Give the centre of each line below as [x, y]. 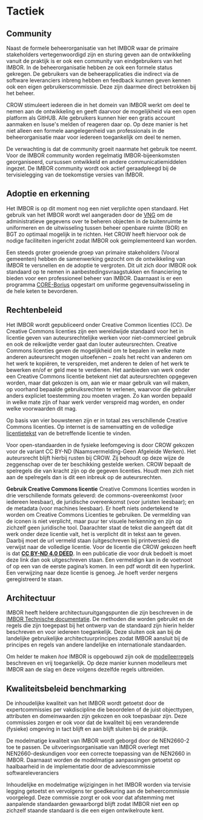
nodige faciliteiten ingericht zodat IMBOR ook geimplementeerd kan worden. [101, 240]
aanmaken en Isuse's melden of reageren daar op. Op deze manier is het [97, 124]
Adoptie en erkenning [48, 194]
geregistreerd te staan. [35, 579]
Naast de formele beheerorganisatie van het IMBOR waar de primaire [92, 48]
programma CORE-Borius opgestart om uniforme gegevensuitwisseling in [98, 284]
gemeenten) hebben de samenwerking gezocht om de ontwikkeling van [96, 258]
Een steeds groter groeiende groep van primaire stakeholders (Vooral [93, 252]
